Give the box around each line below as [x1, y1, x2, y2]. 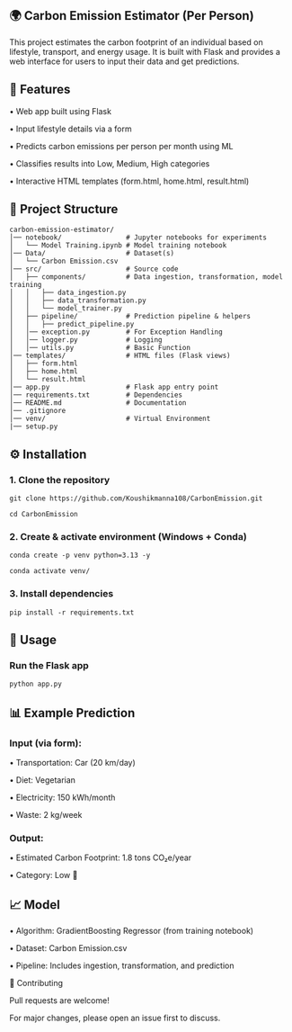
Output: [9, 832, 44, 845]
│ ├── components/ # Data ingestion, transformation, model [9, 273, 283, 282]
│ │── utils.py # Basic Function [9, 344, 191, 353]
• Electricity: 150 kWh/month [9, 792, 116, 803]
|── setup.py [9, 422, 58, 431]
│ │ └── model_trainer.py [9, 304, 123, 313]
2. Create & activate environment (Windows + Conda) [9, 531, 247, 543]
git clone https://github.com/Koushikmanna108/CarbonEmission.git [9, 494, 263, 503]
